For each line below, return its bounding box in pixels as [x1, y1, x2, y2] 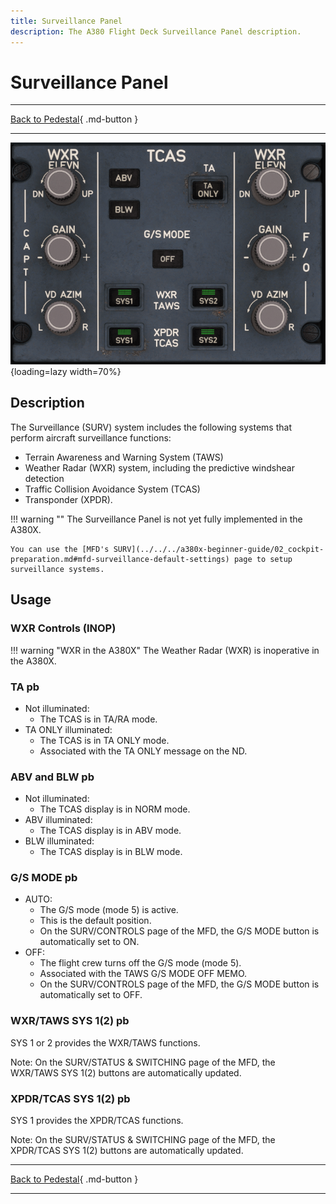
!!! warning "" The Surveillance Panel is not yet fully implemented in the [10, 513, 303, 525]
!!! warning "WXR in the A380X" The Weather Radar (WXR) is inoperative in [10, 644, 320, 656]
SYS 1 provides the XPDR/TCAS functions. [10, 1115, 184, 1127]
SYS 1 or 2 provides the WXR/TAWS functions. [10, 1036, 201, 1049]
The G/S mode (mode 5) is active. [39, 904, 179, 916]
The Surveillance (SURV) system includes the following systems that [10, 421, 292, 433]
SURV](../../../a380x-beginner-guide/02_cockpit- [113, 544, 325, 554]
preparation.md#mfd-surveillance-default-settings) [10, 554, 230, 564]
